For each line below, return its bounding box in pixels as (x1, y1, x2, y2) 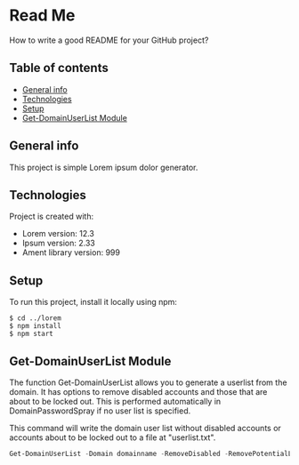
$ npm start (9, 330, 53, 339)
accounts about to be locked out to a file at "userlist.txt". (9, 432, 216, 443)
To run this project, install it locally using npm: (9, 297, 178, 308)
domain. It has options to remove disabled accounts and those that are (9, 387, 268, 397)
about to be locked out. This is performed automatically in (9, 397, 222, 406)
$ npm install (9, 322, 62, 331)
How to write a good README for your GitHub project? (9, 35, 209, 45)
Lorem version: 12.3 (21, 228, 95, 239)
